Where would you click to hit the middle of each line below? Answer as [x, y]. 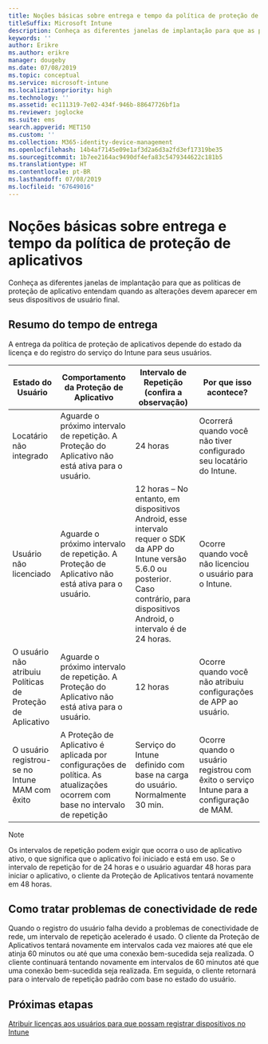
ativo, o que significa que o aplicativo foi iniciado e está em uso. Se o [122, 858]
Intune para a [224, 790]
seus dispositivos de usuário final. [64, 299]
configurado [222, 450]
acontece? [228, 392]
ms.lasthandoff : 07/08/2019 [55, 180]
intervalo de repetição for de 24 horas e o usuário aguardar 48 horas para [130, 867]
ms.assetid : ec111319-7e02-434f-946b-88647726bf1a [94, 105]
